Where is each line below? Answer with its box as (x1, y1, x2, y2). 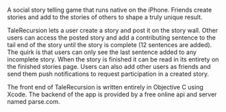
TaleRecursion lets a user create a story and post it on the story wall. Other (7, 27, 218, 34)
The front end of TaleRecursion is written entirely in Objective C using (7, 83, 204, 91)
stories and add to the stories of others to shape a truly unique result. (7, 13, 203, 21)
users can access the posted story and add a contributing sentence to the (7, 33, 216, 42)
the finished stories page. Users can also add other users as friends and (7, 63, 211, 70)
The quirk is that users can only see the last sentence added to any (7, 48, 197, 56)
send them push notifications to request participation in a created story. (7, 70, 210, 78)
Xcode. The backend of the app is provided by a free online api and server (7, 90, 217, 98)
